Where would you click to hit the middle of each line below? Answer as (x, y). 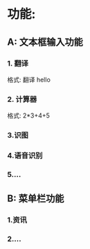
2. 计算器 (22, 99)
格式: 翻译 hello (29, 80)
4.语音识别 (25, 156)
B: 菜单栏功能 (36, 199)
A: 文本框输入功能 (45, 42)
